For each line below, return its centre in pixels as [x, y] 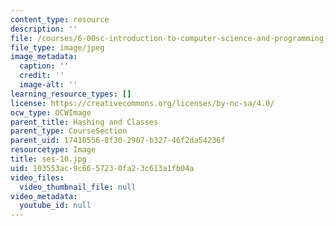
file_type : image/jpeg [57, 47]
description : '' [44, 29]
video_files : [37, 177]
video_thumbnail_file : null [78, 187]
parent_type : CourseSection [69, 131]
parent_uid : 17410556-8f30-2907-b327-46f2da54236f [118, 141]
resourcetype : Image [53, 150]
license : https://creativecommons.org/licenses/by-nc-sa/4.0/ [142, 103]
